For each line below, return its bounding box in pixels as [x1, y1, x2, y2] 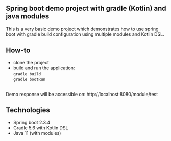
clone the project [13, 59, 50, 65]
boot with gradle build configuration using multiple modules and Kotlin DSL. [6, 31, 165, 37]
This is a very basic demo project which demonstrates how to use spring [6, 26, 159, 32]
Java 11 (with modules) [13, 130, 61, 136]
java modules [6, 12, 50, 21]
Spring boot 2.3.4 [13, 120, 51, 126]
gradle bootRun [13, 77, 46, 82]
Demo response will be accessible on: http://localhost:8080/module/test [6, 91, 158, 97]
